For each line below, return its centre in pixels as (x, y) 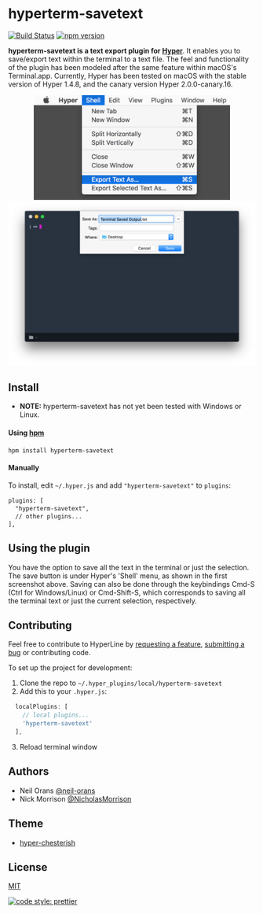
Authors (29, 772)
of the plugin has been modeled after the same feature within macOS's (122, 67)
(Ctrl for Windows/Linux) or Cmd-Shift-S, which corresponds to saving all (127, 592)
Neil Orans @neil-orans (57, 791)
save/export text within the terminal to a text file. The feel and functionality (129, 59)
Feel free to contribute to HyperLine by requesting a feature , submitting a (126, 644)
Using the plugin (49, 549)
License (28, 867)
